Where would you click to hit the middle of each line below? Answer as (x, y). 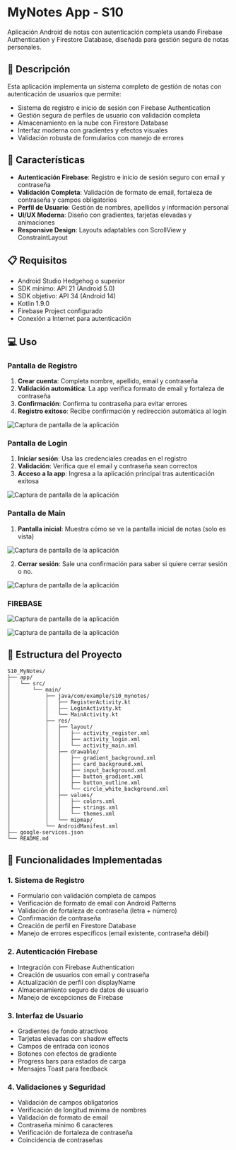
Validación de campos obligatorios (68, 1103)
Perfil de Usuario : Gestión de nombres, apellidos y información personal (123, 207)
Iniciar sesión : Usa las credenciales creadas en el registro (102, 458)
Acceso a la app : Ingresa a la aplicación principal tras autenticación (116, 474)
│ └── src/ (26, 683)
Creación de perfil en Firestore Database (77, 926)
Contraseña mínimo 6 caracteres (65, 1125)
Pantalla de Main (36, 513)
